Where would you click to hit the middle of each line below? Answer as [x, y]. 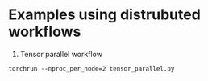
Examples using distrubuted [105, 15]
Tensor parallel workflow [61, 54]
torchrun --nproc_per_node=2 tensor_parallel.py [92, 69]
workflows [45, 32]
